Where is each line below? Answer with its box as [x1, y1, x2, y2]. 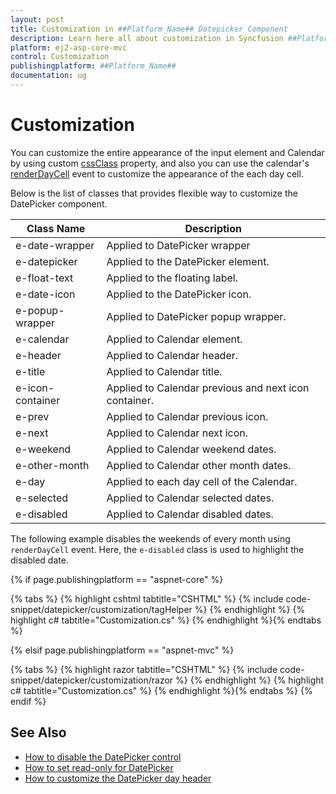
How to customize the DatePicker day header [24, 772, 212, 784]
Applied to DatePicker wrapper [106, 238, 251, 252]
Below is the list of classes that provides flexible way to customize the [10, 187, 298, 199]
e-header [15, 348, 62, 362]
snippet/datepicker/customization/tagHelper [10, 603, 193, 615]
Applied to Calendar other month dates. [106, 458, 292, 472]
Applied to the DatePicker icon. [106, 287, 252, 301]
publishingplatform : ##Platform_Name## [10, 61, 177, 71]
